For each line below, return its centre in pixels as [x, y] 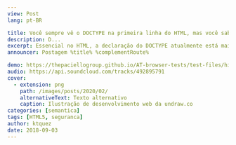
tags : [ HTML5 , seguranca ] [45, 117]
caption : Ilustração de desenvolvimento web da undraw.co [106, 104]
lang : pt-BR [25, 20]
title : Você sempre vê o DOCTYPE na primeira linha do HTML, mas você [113, 33]
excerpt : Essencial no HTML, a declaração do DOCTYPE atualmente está [113, 46]
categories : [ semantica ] [44, 111]
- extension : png [39, 85]
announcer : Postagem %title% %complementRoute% [78, 53]
